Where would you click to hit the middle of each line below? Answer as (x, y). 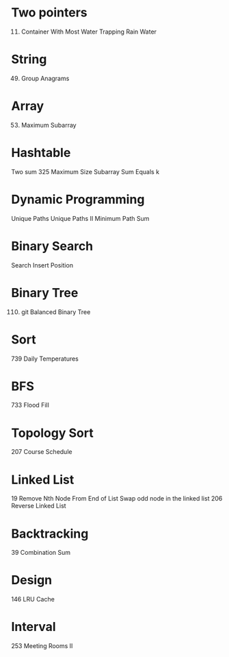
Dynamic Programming (78, 199)
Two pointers (49, 13)
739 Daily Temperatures (45, 359)
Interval (34, 627)
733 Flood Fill (30, 405)
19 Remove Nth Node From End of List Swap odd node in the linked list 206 (117, 499)
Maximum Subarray (49, 125)
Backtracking (50, 534)
